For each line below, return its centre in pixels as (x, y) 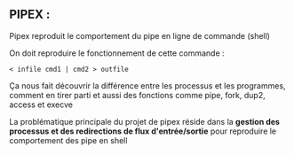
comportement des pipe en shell (68, 140)
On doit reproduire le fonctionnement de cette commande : (117, 53)
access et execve (41, 104)
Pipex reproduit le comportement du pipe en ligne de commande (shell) (140, 35)
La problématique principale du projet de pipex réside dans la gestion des (144, 121)
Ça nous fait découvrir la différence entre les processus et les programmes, (147, 85)
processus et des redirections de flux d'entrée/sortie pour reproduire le (143, 131)
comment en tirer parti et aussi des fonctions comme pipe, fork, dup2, (137, 95)
